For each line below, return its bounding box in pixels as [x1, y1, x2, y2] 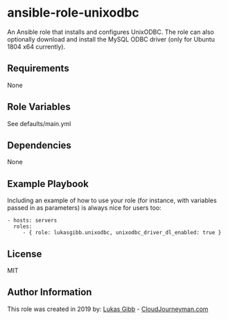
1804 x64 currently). [7, 42, 66, 51]
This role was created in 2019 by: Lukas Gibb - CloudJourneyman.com [7, 305, 209, 313]
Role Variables [7, 101, 71, 113]
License [7, 248, 42, 260]
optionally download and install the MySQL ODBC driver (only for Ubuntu [7, 35, 215, 43]
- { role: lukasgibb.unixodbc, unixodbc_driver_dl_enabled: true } [22, 229, 222, 236]
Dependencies [7, 139, 71, 151]
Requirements [7, 62, 69, 74]
